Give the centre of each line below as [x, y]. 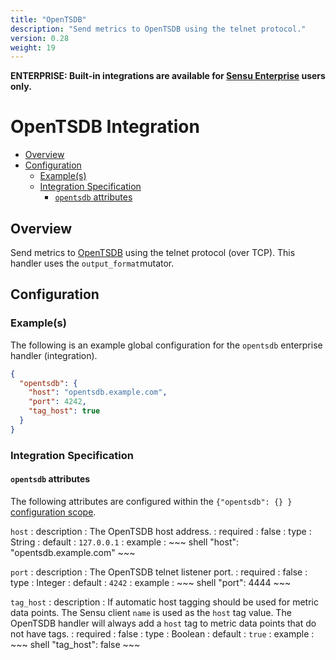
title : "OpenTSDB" [48, 19]
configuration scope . [53, 512]
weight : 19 [33, 47]
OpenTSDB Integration [105, 127]
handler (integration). [54, 355]
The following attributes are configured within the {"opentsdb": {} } [151, 501]
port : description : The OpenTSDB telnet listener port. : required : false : [159, 572]
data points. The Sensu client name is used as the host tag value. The [151, 612]
